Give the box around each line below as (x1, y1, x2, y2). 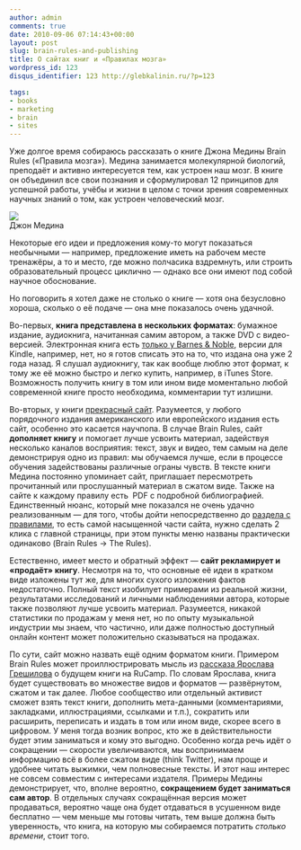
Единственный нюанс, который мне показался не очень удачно (9, 500, 254, 510)
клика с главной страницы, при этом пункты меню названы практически (9, 528, 290, 539)
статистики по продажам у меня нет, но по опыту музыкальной (9, 613, 254, 624)
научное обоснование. (9, 276, 97, 287)
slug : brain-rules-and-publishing (9, 47, 139, 56)
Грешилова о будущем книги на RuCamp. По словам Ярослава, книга (9, 668, 277, 679)
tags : (9, 87, 30, 97)
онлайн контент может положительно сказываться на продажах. (9, 632, 261, 642)
